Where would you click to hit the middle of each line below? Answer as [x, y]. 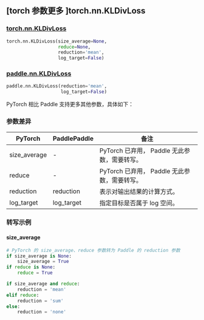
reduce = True [35, 273]
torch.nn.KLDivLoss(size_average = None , [57, 41]
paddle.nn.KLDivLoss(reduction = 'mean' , [57, 86]
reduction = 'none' [42, 312]
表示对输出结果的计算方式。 [139, 191]
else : [13, 306]
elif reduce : [23, 295]
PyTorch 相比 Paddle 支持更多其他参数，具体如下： [70, 104]
